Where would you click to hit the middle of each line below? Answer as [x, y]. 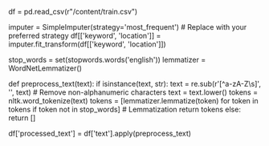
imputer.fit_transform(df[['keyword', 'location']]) [87, 44]
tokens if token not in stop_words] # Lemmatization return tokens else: [124, 109]
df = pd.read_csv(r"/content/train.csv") [73, 12]
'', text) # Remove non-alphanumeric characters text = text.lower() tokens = [133, 92]
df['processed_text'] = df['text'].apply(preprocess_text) [100, 133]
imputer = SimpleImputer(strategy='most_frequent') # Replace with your [128, 27]
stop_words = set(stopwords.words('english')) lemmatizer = [107, 60]
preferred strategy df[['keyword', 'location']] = [85, 36]
